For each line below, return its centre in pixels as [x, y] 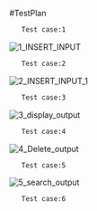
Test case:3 [44, 97]
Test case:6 [44, 199]
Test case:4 [44, 131]
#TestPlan [28, 13]
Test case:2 [44, 63]
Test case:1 [44, 30]
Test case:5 [44, 165]
